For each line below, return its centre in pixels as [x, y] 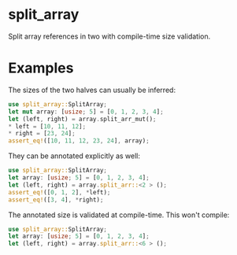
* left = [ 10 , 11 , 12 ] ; [47, 126]
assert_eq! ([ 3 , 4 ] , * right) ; [56, 200]
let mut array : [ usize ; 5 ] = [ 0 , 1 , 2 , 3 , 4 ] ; [86, 112]
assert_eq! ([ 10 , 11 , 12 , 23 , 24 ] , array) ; [79, 141]
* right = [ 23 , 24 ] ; [42, 134]
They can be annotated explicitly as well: [74, 156]
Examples [41, 68]
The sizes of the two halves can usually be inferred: [92, 90]
